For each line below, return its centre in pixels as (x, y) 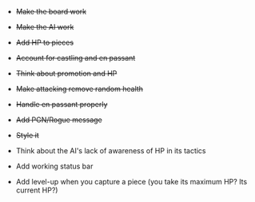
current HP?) (37, 190)
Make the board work (51, 12)
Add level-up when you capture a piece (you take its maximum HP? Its (131, 182)
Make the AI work (45, 27)
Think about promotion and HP (66, 73)
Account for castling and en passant (76, 58)
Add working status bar (54, 166)
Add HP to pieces (45, 42)
